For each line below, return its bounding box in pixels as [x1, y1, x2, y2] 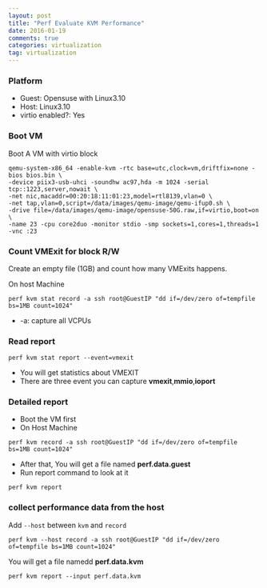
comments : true [8, 34, 59, 42]
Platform [8, 75, 42, 86]
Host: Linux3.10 [19, 102, 70, 112]
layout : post [8, 11, 52, 20]
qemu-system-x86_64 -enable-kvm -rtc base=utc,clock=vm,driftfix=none [8, 164, 249, 172]
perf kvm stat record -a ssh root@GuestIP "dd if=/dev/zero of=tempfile [8, 294, 256, 302]
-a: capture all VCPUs [19, 315, 92, 325]
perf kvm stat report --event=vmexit [8, 354, 134, 362]
